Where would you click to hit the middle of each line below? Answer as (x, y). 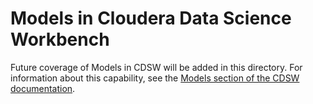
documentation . (43, 88)
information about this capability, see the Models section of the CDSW (155, 78)
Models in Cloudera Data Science (151, 18)
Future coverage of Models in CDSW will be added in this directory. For (156, 67)
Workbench (60, 39)
